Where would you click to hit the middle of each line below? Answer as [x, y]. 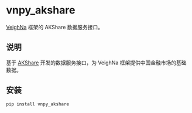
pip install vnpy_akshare [37, 104]
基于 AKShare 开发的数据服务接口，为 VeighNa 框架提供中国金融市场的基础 [96, 63]
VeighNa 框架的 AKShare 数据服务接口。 [55, 27]
